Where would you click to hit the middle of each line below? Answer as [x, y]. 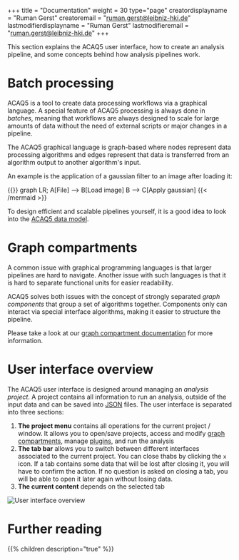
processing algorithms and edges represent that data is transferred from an [118, 154]
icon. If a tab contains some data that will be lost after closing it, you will [123, 464]
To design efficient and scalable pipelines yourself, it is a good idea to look [117, 211]
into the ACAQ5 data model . [48, 219]
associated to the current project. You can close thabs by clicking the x [122, 456]
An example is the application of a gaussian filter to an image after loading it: [120, 176]
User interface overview [81, 370]
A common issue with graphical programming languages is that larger [110, 268]
